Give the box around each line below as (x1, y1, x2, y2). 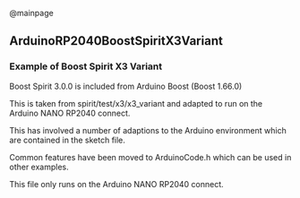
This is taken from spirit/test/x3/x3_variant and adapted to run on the (9, 98, 263, 108)
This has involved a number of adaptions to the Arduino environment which (9, 125, 287, 135)
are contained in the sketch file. (9, 134, 125, 145)
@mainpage (9, 8, 54, 18)
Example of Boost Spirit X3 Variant (9, 60, 163, 73)
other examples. (9, 161, 69, 172)
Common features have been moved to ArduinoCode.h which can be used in (9, 151, 292, 162)
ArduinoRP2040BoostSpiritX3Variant (9, 33, 224, 48)
